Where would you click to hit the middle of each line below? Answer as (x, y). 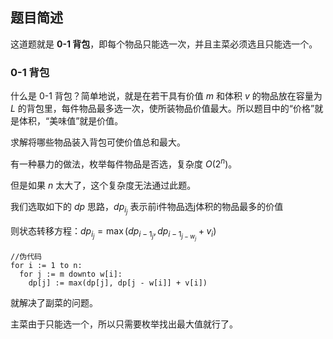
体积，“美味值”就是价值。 (71, 121)
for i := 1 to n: (46, 265)
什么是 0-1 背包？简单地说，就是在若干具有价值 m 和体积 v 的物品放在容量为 (166, 96)
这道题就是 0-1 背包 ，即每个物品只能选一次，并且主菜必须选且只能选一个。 (164, 44)
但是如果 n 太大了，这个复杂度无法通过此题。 (103, 185)
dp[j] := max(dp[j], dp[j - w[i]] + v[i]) (118, 283)
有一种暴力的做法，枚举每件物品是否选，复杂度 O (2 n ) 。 (124, 163)
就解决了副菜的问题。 (54, 302)
